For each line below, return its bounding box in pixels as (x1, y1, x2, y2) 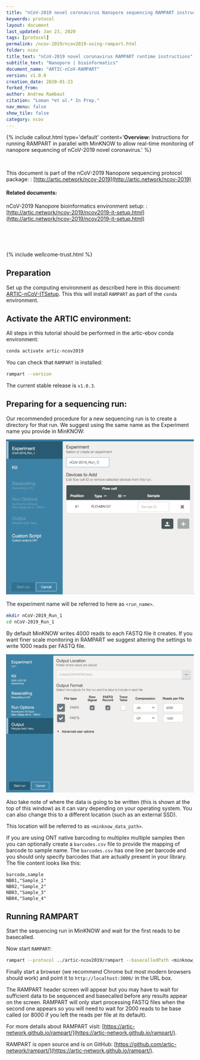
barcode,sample (6, 871, 44, 878)
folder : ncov (6, 48, 39, 54)
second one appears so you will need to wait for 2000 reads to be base (6, 1005, 182, 1012)
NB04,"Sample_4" (6, 895, 46, 902)
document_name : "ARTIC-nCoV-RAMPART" (6, 66, 100, 72)
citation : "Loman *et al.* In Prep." (6, 98, 100, 104)
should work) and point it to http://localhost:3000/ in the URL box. (6, 974, 173, 982)
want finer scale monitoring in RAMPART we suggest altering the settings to (6, 636, 192, 643)
